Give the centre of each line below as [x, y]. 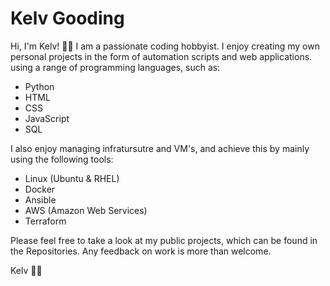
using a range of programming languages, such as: [115, 67]
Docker [40, 189]
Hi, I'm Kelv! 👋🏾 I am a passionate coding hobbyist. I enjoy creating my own [165, 46]
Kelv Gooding [67, 18]
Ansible [40, 199]
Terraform [45, 221]
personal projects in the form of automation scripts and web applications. [161, 56]
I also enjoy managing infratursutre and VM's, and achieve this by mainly [160, 148]
